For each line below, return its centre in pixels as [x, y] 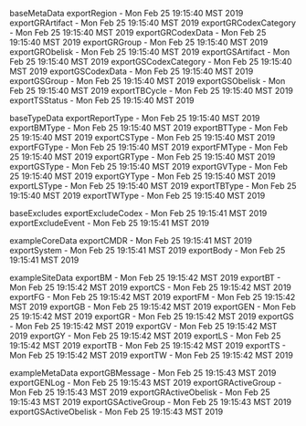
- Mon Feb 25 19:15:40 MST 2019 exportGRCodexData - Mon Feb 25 [138, 32]
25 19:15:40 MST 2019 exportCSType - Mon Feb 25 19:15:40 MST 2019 [142, 137]
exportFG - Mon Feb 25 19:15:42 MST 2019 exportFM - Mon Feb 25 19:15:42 [153, 297]
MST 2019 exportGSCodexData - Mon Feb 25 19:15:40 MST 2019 [132, 71]
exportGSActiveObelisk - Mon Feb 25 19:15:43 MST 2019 [116, 411]
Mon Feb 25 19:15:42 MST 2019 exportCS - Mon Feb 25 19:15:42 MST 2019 [151, 287]
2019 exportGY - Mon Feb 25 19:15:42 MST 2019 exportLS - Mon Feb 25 [145, 336]
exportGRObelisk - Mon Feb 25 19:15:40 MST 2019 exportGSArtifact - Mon [150, 52]
